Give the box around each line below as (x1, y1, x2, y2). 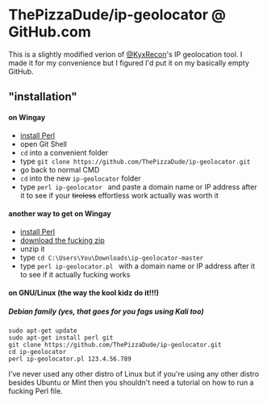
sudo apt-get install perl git (8, 334, 114, 342)
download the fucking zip (19, 235, 105, 245)
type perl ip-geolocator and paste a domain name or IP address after (19, 181, 257, 191)
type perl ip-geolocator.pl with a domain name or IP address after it (19, 260, 256, 271)
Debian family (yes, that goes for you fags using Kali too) (8, 306, 204, 316)
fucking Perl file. (8, 386, 63, 396)
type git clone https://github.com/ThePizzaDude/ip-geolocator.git (19, 156, 251, 166)
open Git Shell (19, 139, 67, 148)
